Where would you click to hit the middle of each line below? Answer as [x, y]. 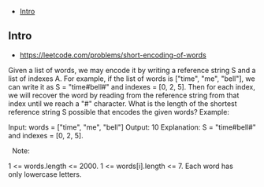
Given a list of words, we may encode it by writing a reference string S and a [132, 70]
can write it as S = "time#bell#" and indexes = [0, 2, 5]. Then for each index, [132, 86]
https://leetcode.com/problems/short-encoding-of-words [113, 55]
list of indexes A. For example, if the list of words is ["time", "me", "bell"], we [132, 79]
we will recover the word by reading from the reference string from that [124, 95]
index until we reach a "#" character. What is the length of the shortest [123, 103]
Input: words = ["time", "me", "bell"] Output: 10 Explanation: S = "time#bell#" [132, 127]
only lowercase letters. [45, 174]
